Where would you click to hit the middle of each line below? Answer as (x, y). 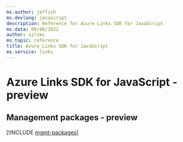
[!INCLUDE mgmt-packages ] (42, 132)
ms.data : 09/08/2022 (33, 29)
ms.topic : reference (33, 40)
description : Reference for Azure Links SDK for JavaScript (85, 23)
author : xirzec (26, 35)
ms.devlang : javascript (37, 18)
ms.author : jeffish (31, 12)
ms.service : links (30, 52)
